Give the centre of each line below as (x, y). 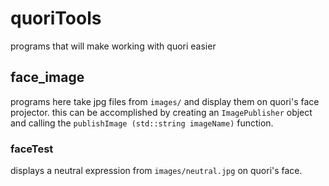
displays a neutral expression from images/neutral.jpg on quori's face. (156, 171)
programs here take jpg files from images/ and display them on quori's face (165, 101)
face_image (47, 77)
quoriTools (56, 18)
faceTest (32, 149)
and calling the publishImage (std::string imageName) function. (142, 123)
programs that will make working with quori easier (113, 46)
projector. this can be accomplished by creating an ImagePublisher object (161, 112)
